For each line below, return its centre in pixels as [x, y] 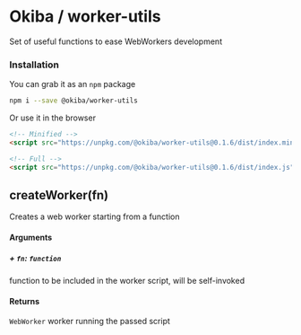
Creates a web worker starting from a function [95, 216]
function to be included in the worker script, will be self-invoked [127, 280]
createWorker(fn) [59, 195]
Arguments [31, 238]
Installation [34, 65]
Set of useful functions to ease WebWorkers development [116, 41]
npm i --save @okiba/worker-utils [74, 101]
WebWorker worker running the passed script [90, 322]
